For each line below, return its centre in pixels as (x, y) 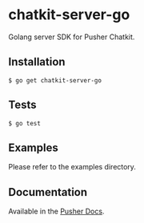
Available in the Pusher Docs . (56, 211)
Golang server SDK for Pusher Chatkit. (72, 37)
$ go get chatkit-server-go (55, 80)
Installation (37, 62)
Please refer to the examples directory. (72, 167)
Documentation (48, 192)
